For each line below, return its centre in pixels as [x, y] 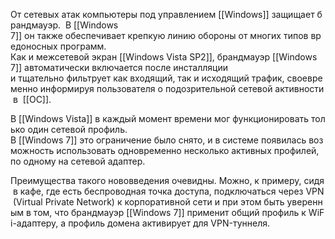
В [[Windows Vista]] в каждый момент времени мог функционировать [160, 118]
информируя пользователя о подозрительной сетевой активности [182, 88]
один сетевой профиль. [77, 129]
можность [32, 150]
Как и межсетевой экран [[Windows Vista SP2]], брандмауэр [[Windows [164, 57]
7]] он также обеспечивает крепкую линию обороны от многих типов [159, 35]
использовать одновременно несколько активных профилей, [188, 150]
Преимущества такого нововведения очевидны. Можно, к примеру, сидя [167, 180]
